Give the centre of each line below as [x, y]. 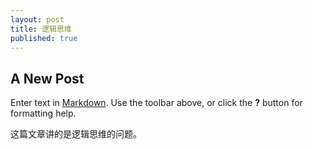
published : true [44, 38]
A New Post [47, 78]
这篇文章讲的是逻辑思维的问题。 [76, 134]
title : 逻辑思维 [41, 29]
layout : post [37, 19]
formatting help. [43, 113]
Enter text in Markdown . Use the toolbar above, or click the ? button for [156, 103]
